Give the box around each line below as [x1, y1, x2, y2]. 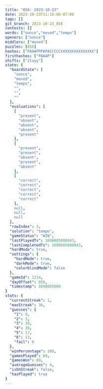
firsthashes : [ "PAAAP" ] [5, 53, 54, 59]
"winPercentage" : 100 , [9, 348, 56, 354]
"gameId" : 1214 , [9, 275, 43, 280]
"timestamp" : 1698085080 [9, 284, 61, 289]
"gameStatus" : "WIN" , [9, 233, 54, 238]
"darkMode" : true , [14, 261, 52, 266]
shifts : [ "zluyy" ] [5, 58, 43, 63]
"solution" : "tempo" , [9, 229, 54, 234]
